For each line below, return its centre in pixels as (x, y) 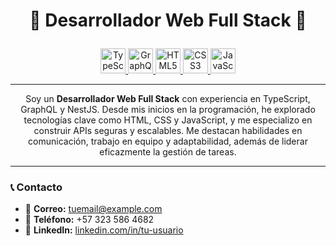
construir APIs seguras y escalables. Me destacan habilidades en (168, 131)
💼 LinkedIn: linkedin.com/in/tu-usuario (104, 230)
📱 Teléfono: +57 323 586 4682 (89, 220)
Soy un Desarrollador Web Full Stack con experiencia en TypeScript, (168, 99)
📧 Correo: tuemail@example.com (93, 209)
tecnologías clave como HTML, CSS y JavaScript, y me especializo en (168, 120)
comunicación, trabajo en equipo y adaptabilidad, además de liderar (168, 141)
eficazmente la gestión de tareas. (168, 152)
